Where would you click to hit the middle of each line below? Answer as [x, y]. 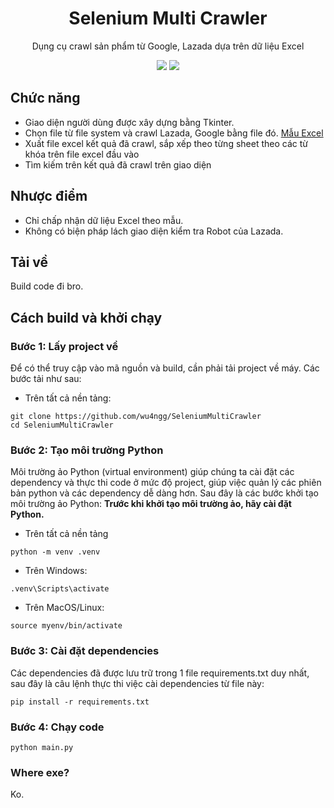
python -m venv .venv [55, 552]
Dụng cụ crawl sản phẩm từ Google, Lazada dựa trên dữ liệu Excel [168, 46]
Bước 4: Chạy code [57, 727]
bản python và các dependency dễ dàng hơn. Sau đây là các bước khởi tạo [165, 493]
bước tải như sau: [46, 379]
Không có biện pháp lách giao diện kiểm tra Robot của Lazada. [154, 231]
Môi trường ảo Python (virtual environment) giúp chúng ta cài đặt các [152, 472]
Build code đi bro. [47, 286]
